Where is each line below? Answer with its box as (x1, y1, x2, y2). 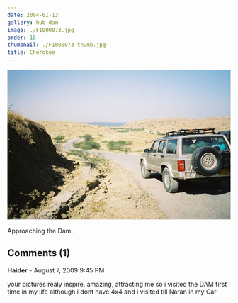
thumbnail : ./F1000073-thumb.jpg (7, 41, 106, 49)
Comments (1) (7, 247, 71, 259)
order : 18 (7, 34, 37, 41)
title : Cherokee (7, 49, 55, 56)
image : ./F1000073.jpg (7, 26, 74, 33)
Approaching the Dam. (7, 226, 73, 235)
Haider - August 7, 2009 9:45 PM (7, 266, 105, 275)
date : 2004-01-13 (7, 11, 59, 18)
